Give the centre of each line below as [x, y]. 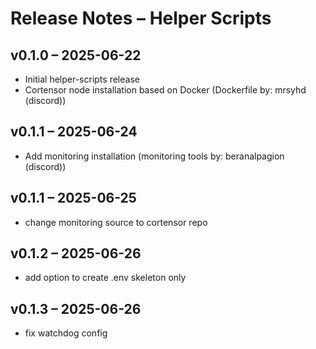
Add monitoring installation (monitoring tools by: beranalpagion [154, 156]
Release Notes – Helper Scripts [141, 18]
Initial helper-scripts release [82, 79]
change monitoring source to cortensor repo [116, 222]
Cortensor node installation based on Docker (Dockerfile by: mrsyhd [165, 90]
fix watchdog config [66, 333]
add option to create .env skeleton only [105, 278]
